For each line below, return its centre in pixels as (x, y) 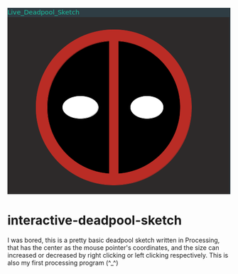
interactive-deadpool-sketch (95, 220)
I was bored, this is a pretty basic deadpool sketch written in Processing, (114, 240)
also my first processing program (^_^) (63, 263)
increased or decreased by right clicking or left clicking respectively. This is (118, 255)
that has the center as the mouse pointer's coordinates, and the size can (113, 247)
